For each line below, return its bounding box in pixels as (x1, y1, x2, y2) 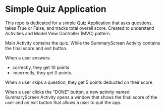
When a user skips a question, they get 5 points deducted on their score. (5, 79, 154, 85)
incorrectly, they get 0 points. (12, 69, 73, 75)
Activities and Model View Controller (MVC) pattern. (5, 30, 111, 36)
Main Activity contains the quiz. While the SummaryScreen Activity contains (5, 40, 160, 46)
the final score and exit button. (5, 45, 68, 51)
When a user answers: (5, 55, 51, 60)
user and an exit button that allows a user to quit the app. (5, 99, 121, 105)
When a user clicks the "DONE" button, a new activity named (5, 89, 130, 95)
